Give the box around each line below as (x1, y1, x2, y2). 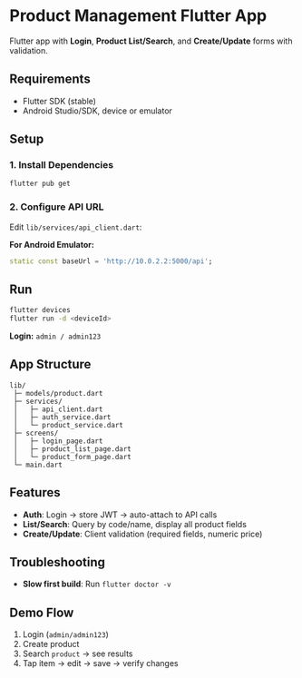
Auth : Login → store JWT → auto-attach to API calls (22, 509, 218, 520)
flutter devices (9, 306, 71, 315)
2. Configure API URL (9, 201, 104, 213)
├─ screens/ (13, 428, 59, 437)
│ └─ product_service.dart (13, 420, 124, 429)
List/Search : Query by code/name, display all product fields (22, 518, 248, 529)
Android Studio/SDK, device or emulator (22, 105, 172, 116)
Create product (22, 639, 80, 650)
